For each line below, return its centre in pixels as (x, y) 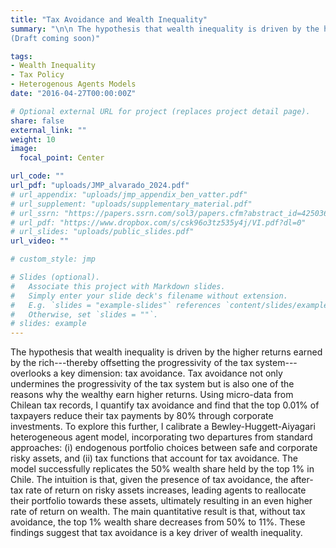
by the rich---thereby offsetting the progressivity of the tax (132, 363)
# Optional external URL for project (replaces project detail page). (160, 111)
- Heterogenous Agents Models (73, 84)
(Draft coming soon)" (55, 38)
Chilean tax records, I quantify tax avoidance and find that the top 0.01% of (165, 405)
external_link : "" (48, 130)
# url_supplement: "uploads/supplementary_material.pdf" (131, 204)
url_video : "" (40, 241)
